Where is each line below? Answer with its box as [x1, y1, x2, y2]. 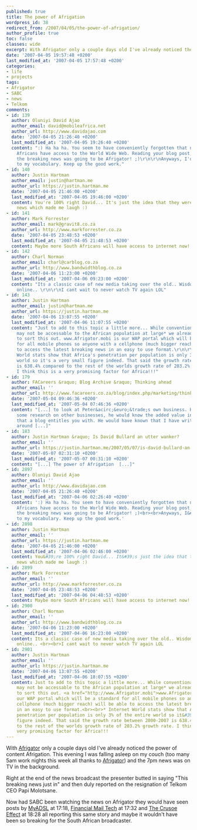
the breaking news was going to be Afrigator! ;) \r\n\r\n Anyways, [16, 156, 182, 162]
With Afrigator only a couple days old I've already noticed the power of [6, 744, 177, 751]
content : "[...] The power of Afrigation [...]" [11, 461, 135, 467]
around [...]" [16, 423, 51, 429]
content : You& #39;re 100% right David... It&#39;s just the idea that [11, 554, 188, 560]
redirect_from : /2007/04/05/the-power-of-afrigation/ [6, 25, 141, 31]
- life [6, 69, 22, 74]
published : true [6, 8, 46, 15]
